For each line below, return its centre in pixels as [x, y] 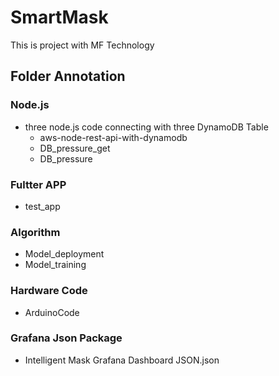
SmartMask [59, 17]
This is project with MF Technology [82, 45]
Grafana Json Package [66, 338]
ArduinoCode [52, 312]
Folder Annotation [68, 76]
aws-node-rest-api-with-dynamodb [113, 137]
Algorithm [35, 232]
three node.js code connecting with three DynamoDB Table [146, 127]
